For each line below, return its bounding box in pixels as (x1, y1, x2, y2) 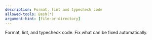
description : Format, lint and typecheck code (5, 7, 103, 12)
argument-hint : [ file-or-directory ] (5, 16, 80, 21)
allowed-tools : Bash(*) (5, 12, 54, 17)
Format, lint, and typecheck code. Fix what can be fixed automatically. (5, 30, 148, 36)
